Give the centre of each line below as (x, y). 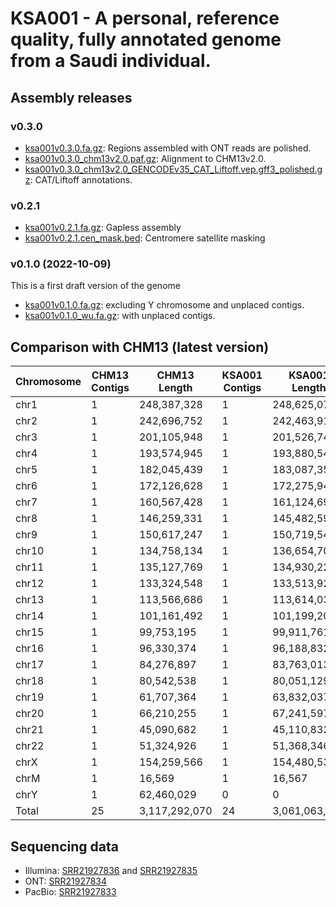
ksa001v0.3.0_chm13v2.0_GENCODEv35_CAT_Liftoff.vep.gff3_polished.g (173, 169)
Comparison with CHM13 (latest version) (140, 347)
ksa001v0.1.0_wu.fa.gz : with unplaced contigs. (120, 316)
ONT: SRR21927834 (66, 881)
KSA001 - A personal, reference (145, 18)
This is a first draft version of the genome (95, 286)
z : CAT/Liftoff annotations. (78, 179)
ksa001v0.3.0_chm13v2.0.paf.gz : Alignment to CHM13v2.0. (145, 158)
